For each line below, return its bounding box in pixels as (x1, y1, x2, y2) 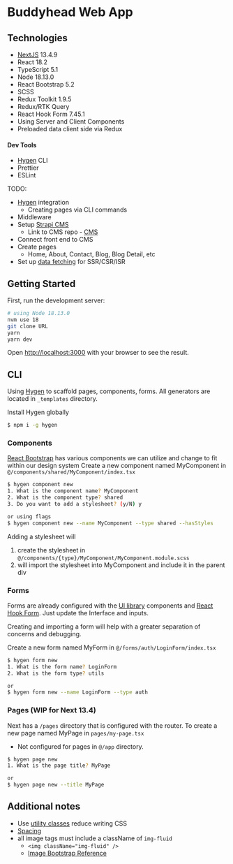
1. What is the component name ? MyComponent (7, 488, 139, 495)
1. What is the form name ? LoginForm (7, 663, 117, 671)
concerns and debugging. (7, 629, 82, 638)
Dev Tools (7, 140, 37, 149)
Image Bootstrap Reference (27, 849, 107, 857)
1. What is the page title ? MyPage (7, 762, 111, 769)
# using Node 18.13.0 (7, 310, 70, 317)
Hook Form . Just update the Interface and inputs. (7, 608, 149, 617)
